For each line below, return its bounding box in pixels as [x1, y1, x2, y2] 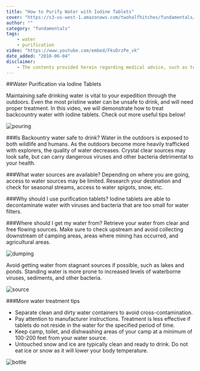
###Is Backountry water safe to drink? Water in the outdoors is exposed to [6, 134, 189, 141]
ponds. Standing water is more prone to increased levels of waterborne [6, 268, 181, 275]
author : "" [6, 20, 33, 26]
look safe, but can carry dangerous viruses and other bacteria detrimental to [6, 153, 194, 160]
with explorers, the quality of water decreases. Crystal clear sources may [6, 147, 186, 154]
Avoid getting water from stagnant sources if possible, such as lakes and [6, 262, 185, 269]
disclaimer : [6, 58, 36, 64]
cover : [6, 14, 23, 20]
